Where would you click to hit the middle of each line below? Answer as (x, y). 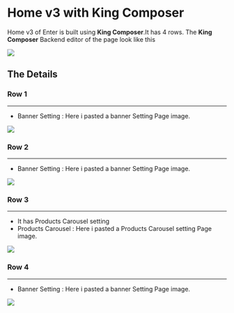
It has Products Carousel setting (63, 221)
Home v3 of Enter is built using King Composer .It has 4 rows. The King (110, 32)
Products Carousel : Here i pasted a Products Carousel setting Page (115, 229)
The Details (32, 74)
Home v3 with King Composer (96, 13)
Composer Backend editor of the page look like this (81, 39)
